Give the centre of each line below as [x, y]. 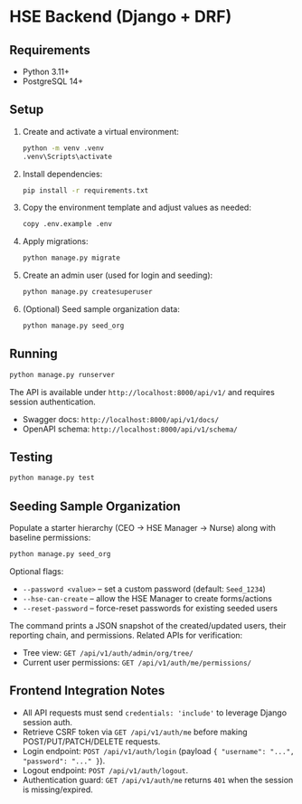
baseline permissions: [50, 538]
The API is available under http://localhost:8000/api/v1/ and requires [142, 392]
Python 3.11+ [46, 71]
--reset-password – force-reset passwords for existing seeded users [150, 608]
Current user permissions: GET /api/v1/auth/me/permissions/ [137, 662]
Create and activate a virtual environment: [100, 131]
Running [34, 354]
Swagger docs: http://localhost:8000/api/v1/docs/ [121, 419]
